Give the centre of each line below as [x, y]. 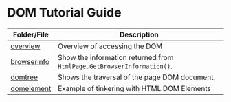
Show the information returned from [115, 57]
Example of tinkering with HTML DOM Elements [134, 88]
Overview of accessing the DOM [110, 46]
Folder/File [31, 34]
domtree [24, 77]
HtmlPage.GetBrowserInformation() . [115, 65]
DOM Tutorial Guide [64, 13]
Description [139, 34]
